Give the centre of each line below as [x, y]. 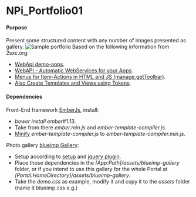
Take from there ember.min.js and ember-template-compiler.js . [90, 127]
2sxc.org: [18, 53]
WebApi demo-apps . [39, 64]
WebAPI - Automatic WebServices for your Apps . [74, 71]
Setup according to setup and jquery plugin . [68, 156]
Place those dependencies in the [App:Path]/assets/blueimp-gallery [97, 162]
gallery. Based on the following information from [88, 47]
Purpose [17, 27]
